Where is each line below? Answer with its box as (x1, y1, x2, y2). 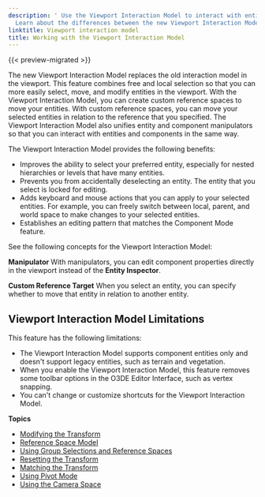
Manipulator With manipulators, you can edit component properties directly (8, 257, 255, 267)
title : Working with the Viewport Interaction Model (8, 33, 185, 42)
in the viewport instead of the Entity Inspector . (8, 266, 162, 275)
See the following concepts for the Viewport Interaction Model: (8, 242, 213, 252)
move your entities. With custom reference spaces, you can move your (8, 104, 238, 114)
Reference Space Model (19, 438, 99, 447)
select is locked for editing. (19, 185, 108, 194)
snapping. (19, 382, 53, 391)
